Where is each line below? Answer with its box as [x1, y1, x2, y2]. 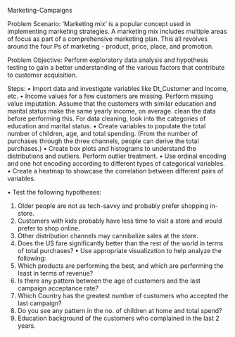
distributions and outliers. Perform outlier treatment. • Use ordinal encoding [7, 152, 227, 160]
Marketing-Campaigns [7, 6, 72, 14]
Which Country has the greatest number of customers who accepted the [17, 292, 229, 300]
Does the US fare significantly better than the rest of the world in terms [17, 239, 224, 247]
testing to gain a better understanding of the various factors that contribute [7, 63, 225, 71]
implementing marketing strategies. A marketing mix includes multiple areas [7, 27, 227, 35]
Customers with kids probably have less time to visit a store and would [17, 216, 222, 225]
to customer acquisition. [7, 71, 77, 79]
